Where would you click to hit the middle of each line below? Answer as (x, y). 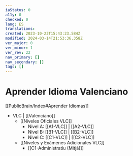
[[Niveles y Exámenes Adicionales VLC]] (62, 143)
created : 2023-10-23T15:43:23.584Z (43, 34)
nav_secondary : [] (25, 62)
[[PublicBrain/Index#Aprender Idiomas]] (47, 106)
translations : (20, 29)
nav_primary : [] (22, 57)
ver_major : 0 (19, 43)
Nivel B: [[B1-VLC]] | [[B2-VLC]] (61, 132)
